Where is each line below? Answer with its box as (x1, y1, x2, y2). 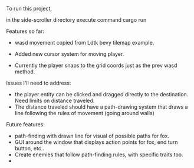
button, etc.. (14, 145, 44, 152)
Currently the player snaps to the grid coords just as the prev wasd (14, 62, 177, 69)
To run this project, (6, 5, 52, 12)
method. (14, 68, 35, 75)
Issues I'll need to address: (6, 79, 71, 86)
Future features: (6, 121, 45, 128)
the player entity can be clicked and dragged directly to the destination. (14, 91, 189, 98)
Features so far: (6, 28, 45, 35)
